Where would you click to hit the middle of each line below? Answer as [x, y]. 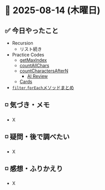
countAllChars [34, 65]
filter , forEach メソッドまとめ [43, 87]
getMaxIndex [33, 60]
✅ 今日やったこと [32, 31]
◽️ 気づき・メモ [27, 105]
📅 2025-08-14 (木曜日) [52, 10]
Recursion [22, 43]
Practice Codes [28, 55]
